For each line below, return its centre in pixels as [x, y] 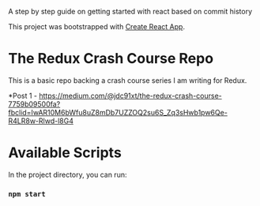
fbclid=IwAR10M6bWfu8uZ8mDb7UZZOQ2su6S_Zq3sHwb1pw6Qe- [118, 112]
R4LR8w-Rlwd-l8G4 [41, 121]
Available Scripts [65, 153]
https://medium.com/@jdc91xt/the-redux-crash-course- [131, 96]
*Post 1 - [23, 96]
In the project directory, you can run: [68, 174]
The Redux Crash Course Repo [111, 59]
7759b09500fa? [34, 104]
